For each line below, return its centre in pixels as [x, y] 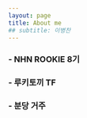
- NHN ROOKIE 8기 [44, 59]
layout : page [30, 15]
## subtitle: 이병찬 [40, 30]
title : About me [35, 23]
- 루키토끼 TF [32, 82]
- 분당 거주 [27, 106]
